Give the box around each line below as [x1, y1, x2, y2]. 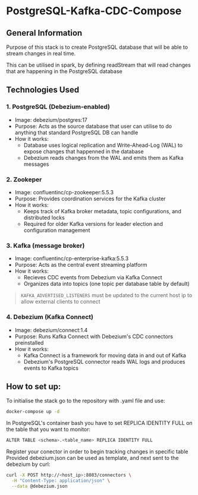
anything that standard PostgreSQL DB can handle [14, 129, 139, 136]
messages [23, 160, 49, 168]
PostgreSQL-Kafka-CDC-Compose [6, 4, 182, 18]
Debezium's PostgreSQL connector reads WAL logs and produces [23, 358, 186, 365]
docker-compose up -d [6, 409, 60, 415]
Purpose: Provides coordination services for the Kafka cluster [14, 195, 166, 202]
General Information [6, 28, 83, 38]
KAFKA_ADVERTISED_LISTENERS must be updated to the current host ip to [20, 292, 193, 299]
